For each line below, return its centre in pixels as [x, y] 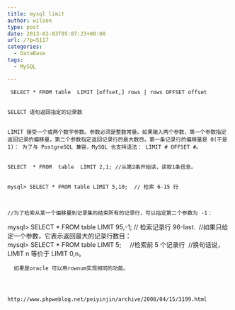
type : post [23, 27]
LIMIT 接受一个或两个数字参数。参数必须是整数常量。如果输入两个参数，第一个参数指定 [117, 132]
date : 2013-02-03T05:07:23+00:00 [57, 34]
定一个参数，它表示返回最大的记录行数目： [69, 236]
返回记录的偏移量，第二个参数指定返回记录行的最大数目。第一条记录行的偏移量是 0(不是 [117, 139]
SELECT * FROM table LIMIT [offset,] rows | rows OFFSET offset [109, 92]
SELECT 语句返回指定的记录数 [45, 112]
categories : [25, 47]
